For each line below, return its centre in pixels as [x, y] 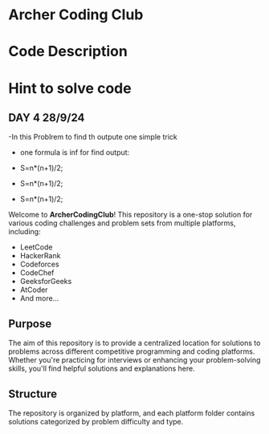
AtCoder [34, 290]
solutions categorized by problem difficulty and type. [96, 422]
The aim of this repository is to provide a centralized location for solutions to [134, 343]
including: [25, 232]
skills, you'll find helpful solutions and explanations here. [102, 369]
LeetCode [36, 247]
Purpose [30, 324]
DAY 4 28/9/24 [47, 118]
